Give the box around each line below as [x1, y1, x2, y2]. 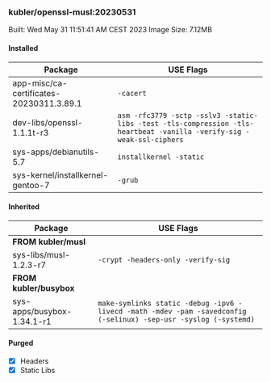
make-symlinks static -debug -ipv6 [98, 298, 235, 308]
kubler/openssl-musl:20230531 [8, 6, 136, 18]
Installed [8, 43, 39, 52]
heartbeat [117, 127, 156, 136]
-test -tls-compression [138, 119, 230, 128]
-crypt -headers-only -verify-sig [98, 255, 231, 264]
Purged [8, 338, 34, 348]
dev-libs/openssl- [12, 116, 83, 128]
